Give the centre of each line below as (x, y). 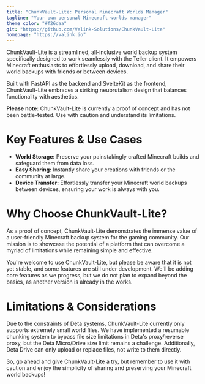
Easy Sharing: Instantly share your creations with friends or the (95, 170)
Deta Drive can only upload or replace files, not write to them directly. (94, 349)
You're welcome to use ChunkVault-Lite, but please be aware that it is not (99, 262)
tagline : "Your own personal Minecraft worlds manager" (79, 18)
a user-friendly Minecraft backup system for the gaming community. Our (98, 237)
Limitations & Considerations (81, 307)
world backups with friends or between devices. (67, 72)
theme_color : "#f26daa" (37, 23)
